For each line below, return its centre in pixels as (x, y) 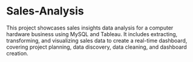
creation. (17, 53)
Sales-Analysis (45, 11)
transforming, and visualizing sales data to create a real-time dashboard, (97, 40)
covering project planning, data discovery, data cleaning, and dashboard (97, 47)
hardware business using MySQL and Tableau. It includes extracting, (92, 34)
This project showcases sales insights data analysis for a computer (90, 28)
